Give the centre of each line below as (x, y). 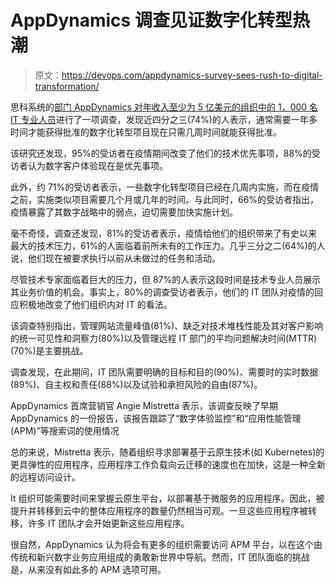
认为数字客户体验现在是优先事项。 (97, 165)
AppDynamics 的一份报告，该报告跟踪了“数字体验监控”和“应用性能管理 (156, 418)
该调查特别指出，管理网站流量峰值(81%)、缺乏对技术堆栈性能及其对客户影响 (167, 325)
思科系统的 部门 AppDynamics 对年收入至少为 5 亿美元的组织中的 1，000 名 (164, 107)
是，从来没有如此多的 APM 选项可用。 (88, 569)
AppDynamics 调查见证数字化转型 (151, 20)
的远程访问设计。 (45, 477)
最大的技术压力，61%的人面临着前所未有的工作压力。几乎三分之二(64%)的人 (168, 245)
